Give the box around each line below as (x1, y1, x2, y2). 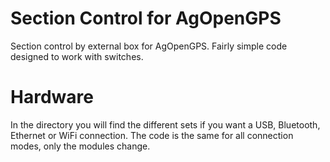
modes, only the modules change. (10, 140, 151, 152)
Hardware (10, 86, 94, 109)
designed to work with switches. (10, 50, 144, 62)
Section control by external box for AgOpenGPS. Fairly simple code (10, 40, 288, 52)
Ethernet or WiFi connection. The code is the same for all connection (10, 129, 294, 141)
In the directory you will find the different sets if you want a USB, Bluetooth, (10, 118, 321, 131)
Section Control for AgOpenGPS (10, 7, 282, 30)
